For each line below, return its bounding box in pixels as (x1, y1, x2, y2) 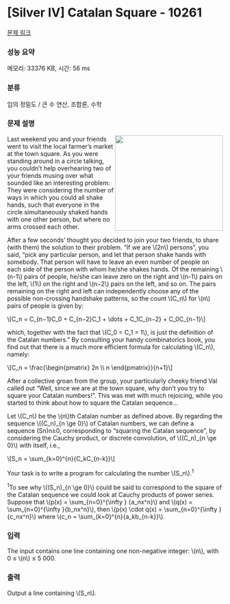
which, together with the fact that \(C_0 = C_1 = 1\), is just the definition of (7, 328, 214, 336)
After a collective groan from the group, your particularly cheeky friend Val (7, 377, 218, 385)
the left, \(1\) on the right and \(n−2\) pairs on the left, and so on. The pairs (7, 280, 216, 288)
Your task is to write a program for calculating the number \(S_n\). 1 (7, 467, 194, 477)
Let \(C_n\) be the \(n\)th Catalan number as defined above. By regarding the (7, 412, 223, 420)
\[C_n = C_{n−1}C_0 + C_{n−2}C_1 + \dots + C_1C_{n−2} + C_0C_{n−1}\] (7, 315, 206, 323)
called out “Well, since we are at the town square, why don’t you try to (7, 383, 205, 392)
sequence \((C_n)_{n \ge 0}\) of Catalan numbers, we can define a (7, 419, 194, 427)
